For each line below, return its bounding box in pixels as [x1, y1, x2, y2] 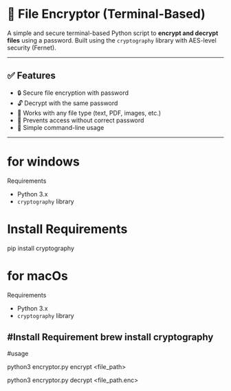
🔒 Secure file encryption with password [16, 89, 129, 97]
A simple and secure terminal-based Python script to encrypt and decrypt [7, 29, 219, 37]
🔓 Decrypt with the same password [16, 99, 118, 107]
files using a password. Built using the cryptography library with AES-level [7, 36, 217, 44]
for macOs [7, 268, 69, 284]
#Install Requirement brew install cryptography [7, 331, 214, 343]
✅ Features [7, 70, 56, 82]
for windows [7, 154, 80, 169]
